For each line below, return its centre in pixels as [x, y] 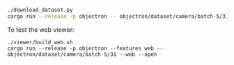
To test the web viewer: [41, 29]
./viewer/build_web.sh [40, 42]
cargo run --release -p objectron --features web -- [85, 48]
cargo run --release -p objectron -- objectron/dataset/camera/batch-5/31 [118, 16]
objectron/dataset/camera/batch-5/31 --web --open [82, 54]
